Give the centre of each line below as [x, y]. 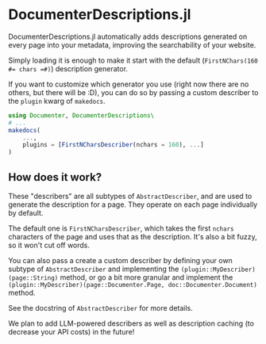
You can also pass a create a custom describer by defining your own [120, 260]
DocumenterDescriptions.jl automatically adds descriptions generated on [128, 36]
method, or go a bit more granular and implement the [146, 277]
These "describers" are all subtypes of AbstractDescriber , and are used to [130, 196]
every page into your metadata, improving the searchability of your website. [132, 44]
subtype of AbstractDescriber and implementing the [94, 269]
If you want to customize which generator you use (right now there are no [129, 84]
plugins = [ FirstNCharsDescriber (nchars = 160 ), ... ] [113, 145]
